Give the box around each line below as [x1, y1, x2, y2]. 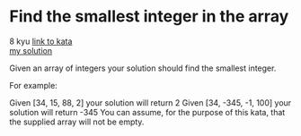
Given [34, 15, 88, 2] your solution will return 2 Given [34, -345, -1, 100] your [9, 97, 292, 108]
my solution [9, 45, 52, 55]
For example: [9, 80, 58, 90]
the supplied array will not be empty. [9, 116, 145, 127]
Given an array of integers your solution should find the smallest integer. [9, 63, 277, 73]
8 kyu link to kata [9, 36, 73, 47]
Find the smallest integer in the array [9, 6, 289, 27]
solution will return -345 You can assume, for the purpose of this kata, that [9, 106, 286, 117]
